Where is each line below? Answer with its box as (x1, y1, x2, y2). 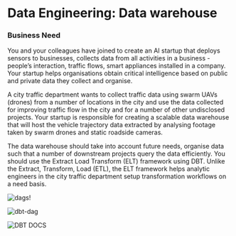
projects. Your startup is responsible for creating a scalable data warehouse (7, 113, 230, 122)
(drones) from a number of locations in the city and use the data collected (7, 98, 224, 107)
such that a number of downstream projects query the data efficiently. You (7, 149, 226, 158)
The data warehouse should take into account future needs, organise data (7, 142, 225, 151)
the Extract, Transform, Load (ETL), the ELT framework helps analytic (7, 165, 210, 173)
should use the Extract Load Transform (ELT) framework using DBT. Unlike (7, 157, 225, 166)
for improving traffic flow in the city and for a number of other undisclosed (7, 105, 225, 114)
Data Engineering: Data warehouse (7, 5, 218, 21)
